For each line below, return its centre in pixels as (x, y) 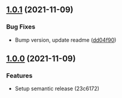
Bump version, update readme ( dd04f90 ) (65, 40)
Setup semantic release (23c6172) (57, 88)
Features (19, 76)
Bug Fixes (21, 27)
